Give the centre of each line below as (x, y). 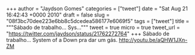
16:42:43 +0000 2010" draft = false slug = (58, 15)
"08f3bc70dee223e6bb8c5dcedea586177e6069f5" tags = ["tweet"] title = (98, 21)
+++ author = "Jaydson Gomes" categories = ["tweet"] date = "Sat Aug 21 (97, 9)
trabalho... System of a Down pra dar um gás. (62, 40)
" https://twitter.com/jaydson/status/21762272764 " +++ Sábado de (88, 34)
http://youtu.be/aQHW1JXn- (153, 40)
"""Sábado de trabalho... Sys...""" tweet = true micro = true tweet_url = (93, 27)
